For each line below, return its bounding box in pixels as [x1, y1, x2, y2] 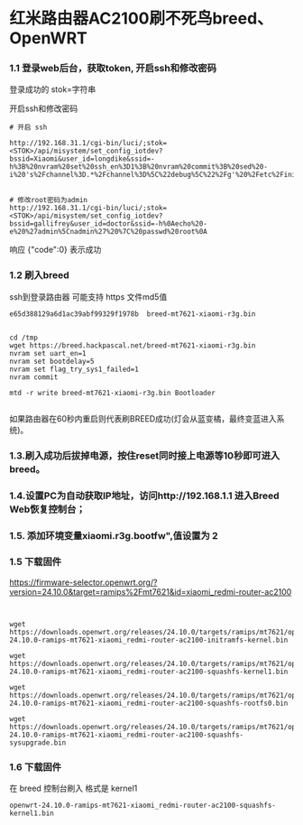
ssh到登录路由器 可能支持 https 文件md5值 [9, 291, 168, 302]
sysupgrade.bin [9, 737, 67, 747]
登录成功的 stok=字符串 [9, 84, 96, 95]
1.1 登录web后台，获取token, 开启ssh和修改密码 [9, 62, 216, 75]
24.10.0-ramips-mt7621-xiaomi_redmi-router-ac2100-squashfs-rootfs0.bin [9, 699, 289, 708]
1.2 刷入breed [9, 269, 69, 282]
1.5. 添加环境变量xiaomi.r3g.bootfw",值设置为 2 [9, 529, 218, 542]
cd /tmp [9, 333, 39, 342]
